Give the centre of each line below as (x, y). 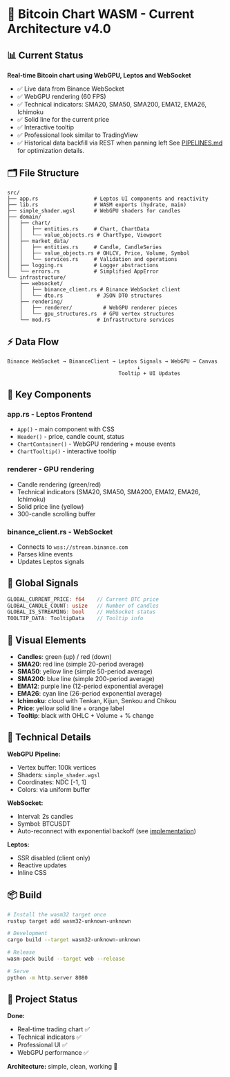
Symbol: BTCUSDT (44, 824)
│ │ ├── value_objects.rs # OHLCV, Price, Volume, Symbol (98, 253)
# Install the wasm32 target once (57, 914)
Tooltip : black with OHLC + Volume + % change (85, 716)
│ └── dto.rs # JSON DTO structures (91, 296)
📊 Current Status (45, 55)
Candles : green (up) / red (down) (64, 657)
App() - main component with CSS (66, 429)
